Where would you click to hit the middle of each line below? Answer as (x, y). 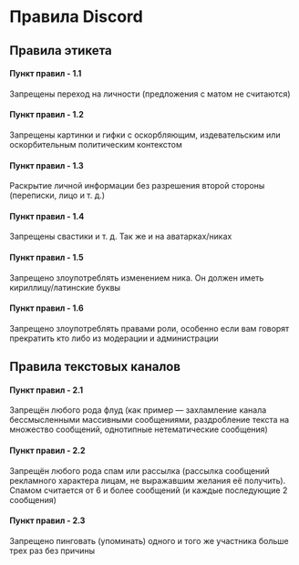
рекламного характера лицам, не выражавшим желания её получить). (148, 480)
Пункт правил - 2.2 (47, 450)
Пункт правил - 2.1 (46, 390)
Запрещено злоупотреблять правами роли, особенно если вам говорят (149, 328)
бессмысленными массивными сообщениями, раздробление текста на (149, 420)
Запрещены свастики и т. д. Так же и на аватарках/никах (121, 236)
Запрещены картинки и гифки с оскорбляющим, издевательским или (145, 135)
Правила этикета (61, 51)
